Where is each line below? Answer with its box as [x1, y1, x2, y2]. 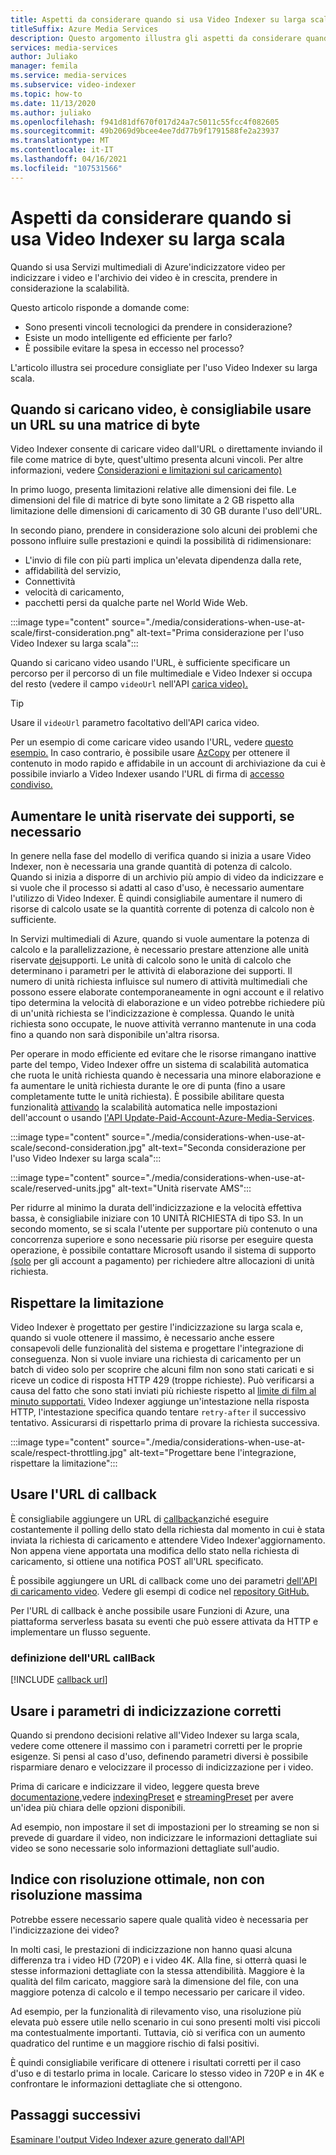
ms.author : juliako [10, 107, 92, 118]
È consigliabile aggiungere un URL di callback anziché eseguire [10, 1512, 269, 1525]
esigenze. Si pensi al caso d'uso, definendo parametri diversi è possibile [10, 1750, 309, 1762]
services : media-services [10, 42, 118, 53]
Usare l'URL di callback [10, 1486, 157, 1503]
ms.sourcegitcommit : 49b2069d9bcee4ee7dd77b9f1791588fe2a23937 [10, 126, 280, 136]
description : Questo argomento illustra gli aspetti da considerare [10, 33, 302, 43]
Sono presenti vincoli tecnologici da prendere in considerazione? [24, 321, 293, 333]
